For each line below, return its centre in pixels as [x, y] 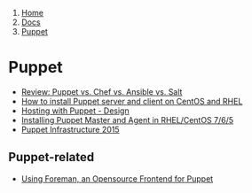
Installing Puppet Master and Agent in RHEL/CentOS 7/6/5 [127, 120]
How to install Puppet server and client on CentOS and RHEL [132, 101]
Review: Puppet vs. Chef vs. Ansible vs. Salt [102, 91]
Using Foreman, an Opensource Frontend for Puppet [117, 178]
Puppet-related [51, 157]
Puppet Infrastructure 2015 [71, 129]
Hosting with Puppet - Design [75, 111]
